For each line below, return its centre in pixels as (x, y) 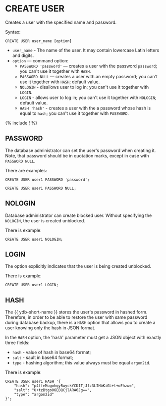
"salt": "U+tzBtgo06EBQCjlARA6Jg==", (53, 390)
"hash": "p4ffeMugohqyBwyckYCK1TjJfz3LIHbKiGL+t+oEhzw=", (75, 386)
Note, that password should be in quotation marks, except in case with (77, 155)
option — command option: (40, 60)
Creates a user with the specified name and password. (61, 22)
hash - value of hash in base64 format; (52, 353)
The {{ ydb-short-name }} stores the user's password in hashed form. (76, 312)
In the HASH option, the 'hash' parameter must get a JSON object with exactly (83, 338)
